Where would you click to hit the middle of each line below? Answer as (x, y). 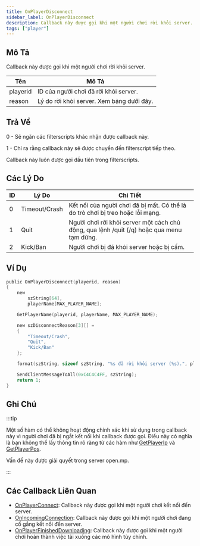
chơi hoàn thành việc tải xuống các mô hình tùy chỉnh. (81, 537)
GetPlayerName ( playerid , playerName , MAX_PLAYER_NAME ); (88, 314)
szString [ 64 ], (45, 298)
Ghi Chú (21, 404)
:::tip (12, 419)
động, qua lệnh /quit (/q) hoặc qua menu (125, 230)
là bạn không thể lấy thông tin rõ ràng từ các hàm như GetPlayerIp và (91, 443)
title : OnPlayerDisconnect (40, 12)
